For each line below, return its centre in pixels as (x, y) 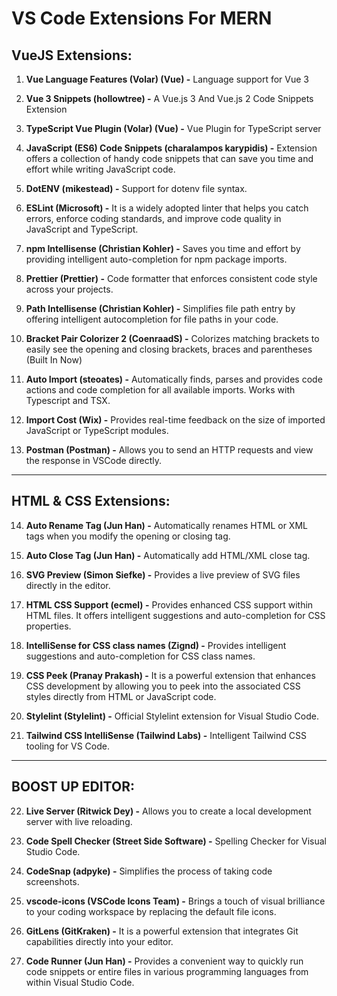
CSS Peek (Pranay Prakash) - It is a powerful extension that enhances (170, 675)
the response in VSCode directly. (94, 460)
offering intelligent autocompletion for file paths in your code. (152, 319)
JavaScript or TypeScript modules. (97, 430)
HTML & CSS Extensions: (91, 501)
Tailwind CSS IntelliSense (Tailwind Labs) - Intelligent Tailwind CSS (166, 735)
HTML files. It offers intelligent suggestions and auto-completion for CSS (175, 615)
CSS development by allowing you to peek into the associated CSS (163, 686)
